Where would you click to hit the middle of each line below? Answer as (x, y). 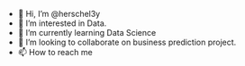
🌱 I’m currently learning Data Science (87, 33)
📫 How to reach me (55, 52)
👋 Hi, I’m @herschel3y (59, 14)
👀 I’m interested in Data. (62, 23)
